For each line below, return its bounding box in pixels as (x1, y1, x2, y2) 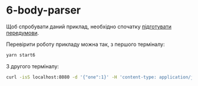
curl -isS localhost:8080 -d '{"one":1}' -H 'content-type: (6, 74, 157, 80)
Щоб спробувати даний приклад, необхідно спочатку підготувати (6, 23, 172, 30)
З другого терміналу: (6, 62, 59, 70)
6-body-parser (6, 4, 81, 17)
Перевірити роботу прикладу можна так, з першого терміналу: (6, 41, 165, 48)
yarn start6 (6, 52, 35, 58)
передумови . (6, 29, 39, 36)
